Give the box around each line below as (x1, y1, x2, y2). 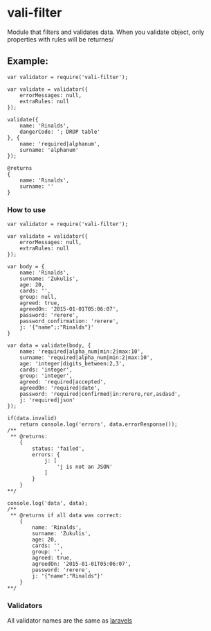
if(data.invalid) (7, 415, 57, 422)
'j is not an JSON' (56, 463, 113, 471)
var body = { (7, 263, 45, 270)
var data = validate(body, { (7, 342, 91, 349)
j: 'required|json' (19, 397, 76, 404)
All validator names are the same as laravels (7, 616, 133, 625)
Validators (7, 600, 43, 610)
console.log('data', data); (7, 500, 89, 507)
